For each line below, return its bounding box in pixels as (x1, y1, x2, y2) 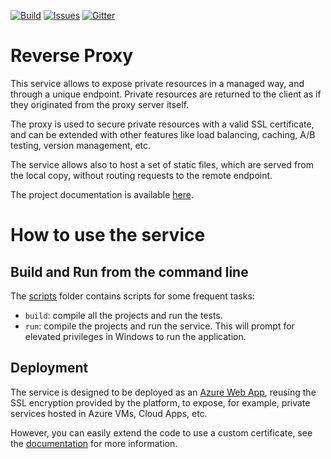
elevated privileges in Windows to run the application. (24, 330, 247, 342)
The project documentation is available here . (10, 188, 194, 200)
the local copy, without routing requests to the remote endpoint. (10, 169, 273, 181)
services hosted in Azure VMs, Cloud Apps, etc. (10, 407, 208, 419)
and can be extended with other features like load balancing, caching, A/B (10, 128, 316, 140)
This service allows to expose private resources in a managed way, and (10, 77, 305, 89)
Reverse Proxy (10, 45, 134, 67)
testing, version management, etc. (10, 139, 152, 151)
